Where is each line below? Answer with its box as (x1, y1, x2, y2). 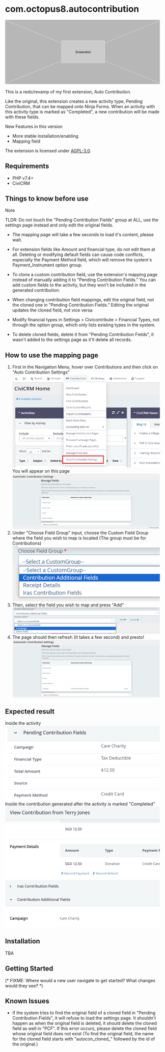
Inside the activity (5, 720, 41, 726)
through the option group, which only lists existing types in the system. (12, 322, 156, 328)
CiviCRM (12, 180, 30, 186)
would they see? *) (5, 983, 43, 989)
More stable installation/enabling (12, 133, 79, 139)
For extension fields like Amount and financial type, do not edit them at (12, 247, 156, 253)
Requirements (5, 162, 49, 171)
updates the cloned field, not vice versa (12, 307, 93, 313)
